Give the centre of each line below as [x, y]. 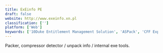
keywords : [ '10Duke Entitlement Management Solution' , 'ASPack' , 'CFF [78, 32]
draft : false [18, 14]
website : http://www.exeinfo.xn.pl [41, 18]
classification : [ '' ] [27, 23]
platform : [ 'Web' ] [24, 27]
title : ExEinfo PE [24, 9]
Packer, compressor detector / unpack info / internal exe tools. [67, 46]
